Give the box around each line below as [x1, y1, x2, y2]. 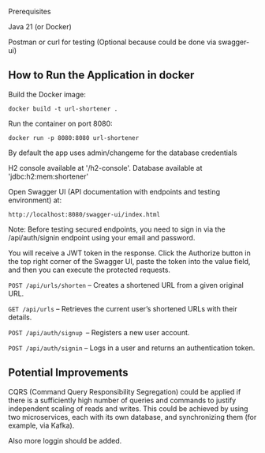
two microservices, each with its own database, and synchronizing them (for [8, 412, 257, 421]
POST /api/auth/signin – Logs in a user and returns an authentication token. [8, 343, 256, 353]
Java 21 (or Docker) [8, 22, 73, 31]
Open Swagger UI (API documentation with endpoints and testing [8, 187, 221, 196]
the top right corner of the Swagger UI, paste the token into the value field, [8, 256, 251, 266]
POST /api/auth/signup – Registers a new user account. [8, 327, 190, 337]
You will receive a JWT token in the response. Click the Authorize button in [8, 248, 251, 258]
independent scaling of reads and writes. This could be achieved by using [8, 403, 248, 413]
